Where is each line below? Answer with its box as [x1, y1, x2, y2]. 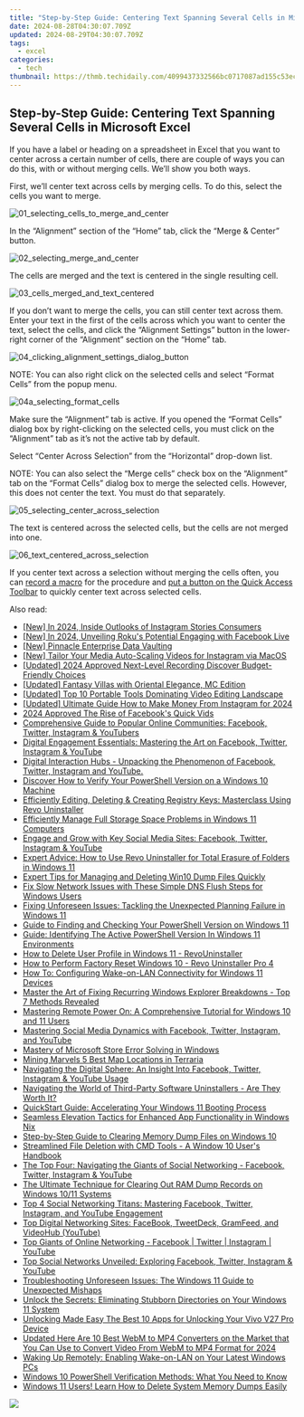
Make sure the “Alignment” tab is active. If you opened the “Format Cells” [9, 414, 282, 424]
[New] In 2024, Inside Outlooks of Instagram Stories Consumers [22, 621, 262, 632]
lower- [266, 324, 291, 335]
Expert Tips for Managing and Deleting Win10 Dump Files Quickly [22, 870, 266, 882]
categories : [9, 55, 54, 64]
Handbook [22, 1150, 62, 1161]
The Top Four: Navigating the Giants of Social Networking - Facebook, [22, 1159, 285, 1170]
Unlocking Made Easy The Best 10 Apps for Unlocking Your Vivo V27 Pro [22, 1313, 294, 1324]
